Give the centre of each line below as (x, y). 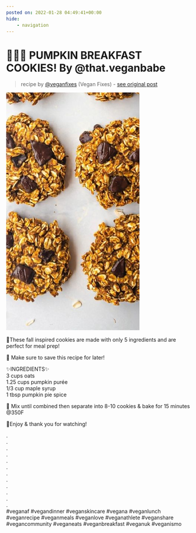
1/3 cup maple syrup (31, 389)
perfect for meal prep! (33, 346)
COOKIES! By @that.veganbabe (86, 68)
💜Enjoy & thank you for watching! (46, 424)
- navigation (33, 25)
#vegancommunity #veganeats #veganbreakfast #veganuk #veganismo (94, 524)
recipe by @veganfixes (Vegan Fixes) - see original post (89, 84)
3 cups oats (20, 376)
